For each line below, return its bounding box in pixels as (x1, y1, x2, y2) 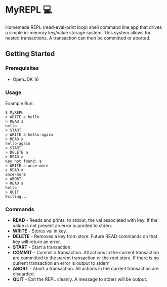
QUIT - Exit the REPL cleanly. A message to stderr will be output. (12, 276, 148, 282)
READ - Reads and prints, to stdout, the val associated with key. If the (12, 217, 158, 223)
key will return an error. (12, 238, 61, 245)
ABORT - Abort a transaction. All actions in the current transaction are (12, 266, 159, 272)
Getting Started (5, 50, 55, 58)
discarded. (12, 271, 35, 277)
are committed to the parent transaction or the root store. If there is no (12, 255, 159, 261)
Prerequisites (5, 65, 39, 72)
